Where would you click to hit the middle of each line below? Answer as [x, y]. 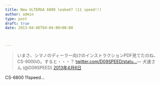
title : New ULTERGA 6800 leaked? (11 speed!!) [53, 10]
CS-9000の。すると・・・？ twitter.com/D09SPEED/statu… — [79, 61]
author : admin [20, 14]
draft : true [17, 23]
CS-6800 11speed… [25, 78]
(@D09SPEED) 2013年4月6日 [52, 68]
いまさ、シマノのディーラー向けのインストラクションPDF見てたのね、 [87, 56]
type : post [16, 19]
